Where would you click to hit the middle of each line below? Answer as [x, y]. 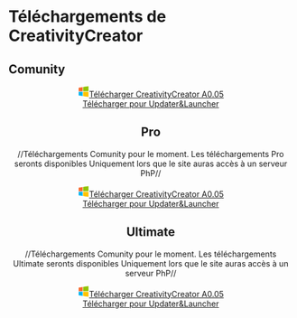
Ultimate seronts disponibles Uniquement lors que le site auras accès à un [151, 263]
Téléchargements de [88, 17]
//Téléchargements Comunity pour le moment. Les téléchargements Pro [151, 154]
